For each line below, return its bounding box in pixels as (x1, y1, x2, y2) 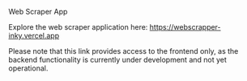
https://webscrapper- (149, 22, 221, 31)
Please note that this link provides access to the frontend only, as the (8, 47, 239, 55)
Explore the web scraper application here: (8, 22, 148, 31)
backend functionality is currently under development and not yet (8, 55, 227, 64)
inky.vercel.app (8, 31, 60, 40)
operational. (8, 63, 49, 73)
